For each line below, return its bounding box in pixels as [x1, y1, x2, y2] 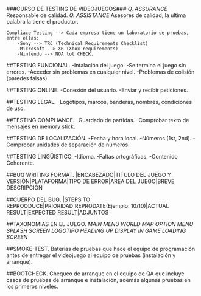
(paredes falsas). [6, 75, 49, 81]
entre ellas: [6, 35, 40, 41]
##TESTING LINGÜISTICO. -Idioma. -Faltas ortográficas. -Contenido [6, 153, 178, 160]
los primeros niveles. [6, 283, 59, 290]
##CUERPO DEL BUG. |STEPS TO [6, 196, 90, 203]
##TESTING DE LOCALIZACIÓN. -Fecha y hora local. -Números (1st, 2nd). [6, 135, 192, 142]
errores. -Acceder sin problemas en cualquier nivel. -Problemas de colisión [6, 68, 195, 75]
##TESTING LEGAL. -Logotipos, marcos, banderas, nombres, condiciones [6, 98, 192, 105]
